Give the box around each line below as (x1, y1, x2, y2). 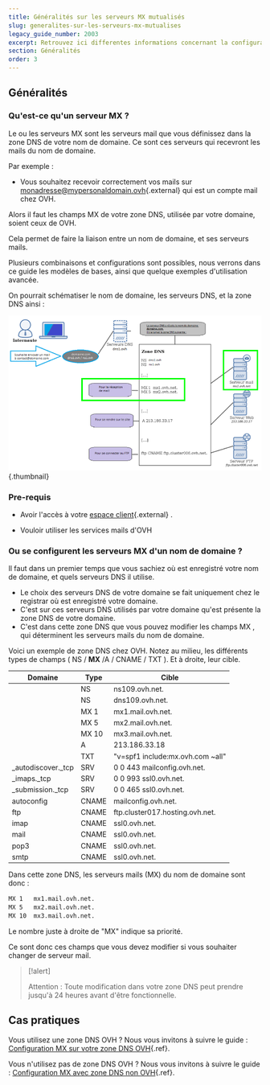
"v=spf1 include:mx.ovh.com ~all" (113, 751, 227, 761)
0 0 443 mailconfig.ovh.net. (113, 762, 206, 772)
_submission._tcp (11, 785, 69, 795)
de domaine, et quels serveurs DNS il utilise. (8, 572, 155, 582)
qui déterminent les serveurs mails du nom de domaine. (19, 631, 205, 640)
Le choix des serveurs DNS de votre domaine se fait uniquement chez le (19, 588, 260, 598)
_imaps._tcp (11, 774, 51, 783)
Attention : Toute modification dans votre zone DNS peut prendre (27, 982, 243, 992)
